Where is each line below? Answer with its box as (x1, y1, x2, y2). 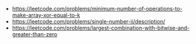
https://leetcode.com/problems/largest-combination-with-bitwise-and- (12, 24, 190, 31)
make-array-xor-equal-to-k (12, 11, 81, 19)
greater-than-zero (12, 31, 58, 38)
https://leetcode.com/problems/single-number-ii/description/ (12, 18, 166, 25)
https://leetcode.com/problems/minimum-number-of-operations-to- (12, 5, 183, 12)
